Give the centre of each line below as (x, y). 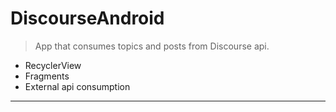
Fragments (47, 76)
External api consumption (77, 86)
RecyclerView (53, 65)
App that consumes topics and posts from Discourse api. (152, 46)
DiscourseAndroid (87, 18)
